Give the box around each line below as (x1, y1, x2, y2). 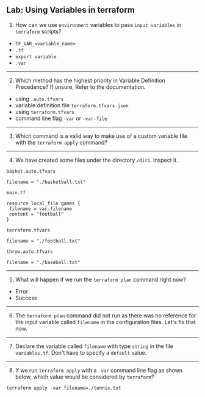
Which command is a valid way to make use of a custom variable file (15, 132, 188, 140)
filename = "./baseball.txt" (6, 259, 81, 265)
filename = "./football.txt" (6, 238, 81, 244)
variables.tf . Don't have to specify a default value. (15, 349, 147, 356)
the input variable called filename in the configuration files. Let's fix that (15, 318, 196, 325)
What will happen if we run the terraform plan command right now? (15, 276, 186, 283)
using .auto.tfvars (15, 95, 64, 102)
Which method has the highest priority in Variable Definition (15, 77, 166, 84)
